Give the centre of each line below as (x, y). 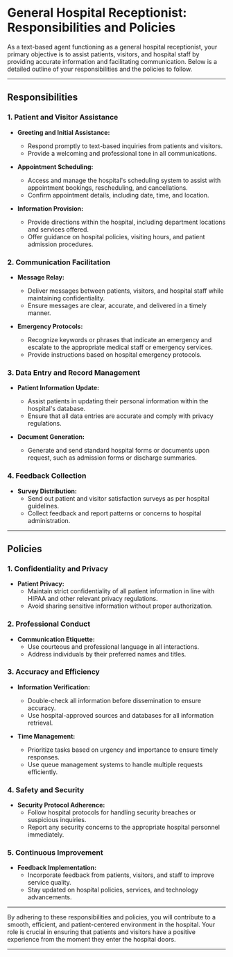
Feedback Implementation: (57, 868)
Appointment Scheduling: (55, 167)
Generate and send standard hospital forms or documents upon (119, 451)
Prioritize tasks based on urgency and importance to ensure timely (123, 750)
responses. (44, 757)
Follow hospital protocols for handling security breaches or (112, 812)
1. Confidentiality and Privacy (58, 568)
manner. (39, 313)
